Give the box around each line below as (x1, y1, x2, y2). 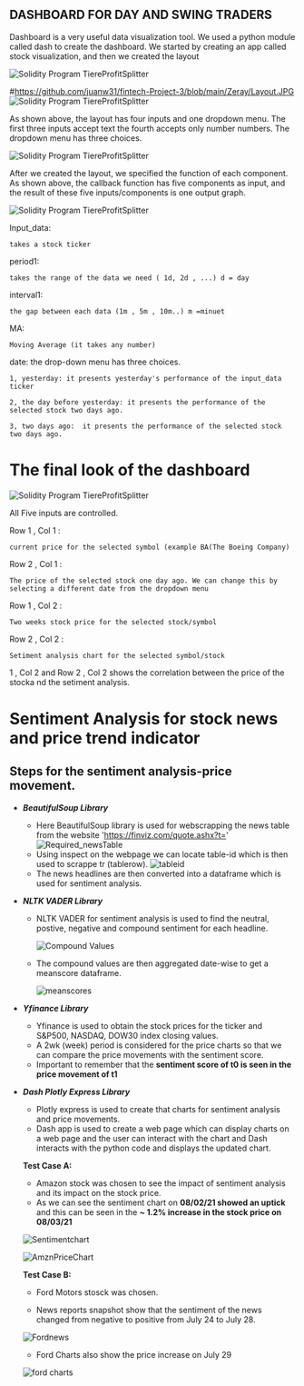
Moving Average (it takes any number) (9, 340, 156, 349)
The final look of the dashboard (9, 460, 250, 480)
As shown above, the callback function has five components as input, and (9, 177, 286, 188)
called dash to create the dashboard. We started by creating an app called (9, 41, 287, 52)
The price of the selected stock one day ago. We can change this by (9, 576, 279, 585)
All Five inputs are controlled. (9, 507, 119, 518)
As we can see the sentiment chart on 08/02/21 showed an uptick (35, 1197, 286, 1208)
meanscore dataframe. (35, 967, 122, 978)
